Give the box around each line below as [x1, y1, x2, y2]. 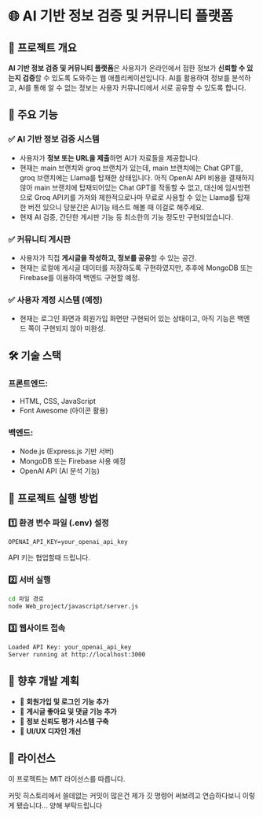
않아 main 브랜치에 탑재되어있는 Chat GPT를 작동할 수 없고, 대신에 [19, 183, 224, 192]
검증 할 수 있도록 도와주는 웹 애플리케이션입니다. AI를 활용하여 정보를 [22, 73, 230, 83]
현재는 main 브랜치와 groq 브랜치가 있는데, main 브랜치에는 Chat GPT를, [19, 163, 243, 172]
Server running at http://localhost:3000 [8, 651, 146, 659]
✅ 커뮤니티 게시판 [8, 234, 71, 245]
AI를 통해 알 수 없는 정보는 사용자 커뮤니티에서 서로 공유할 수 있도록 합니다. [18, 83, 247, 92]
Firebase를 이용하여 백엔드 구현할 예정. [19, 272, 140, 282]
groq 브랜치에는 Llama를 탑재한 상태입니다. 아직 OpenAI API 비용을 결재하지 [19, 172, 254, 182]
